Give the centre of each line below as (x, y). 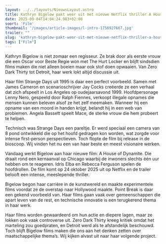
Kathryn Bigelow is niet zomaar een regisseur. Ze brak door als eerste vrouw (83, 56)
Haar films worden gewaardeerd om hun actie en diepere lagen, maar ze (79, 215)
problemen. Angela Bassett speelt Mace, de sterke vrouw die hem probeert (82, 113)
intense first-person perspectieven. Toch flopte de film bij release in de (77, 138)
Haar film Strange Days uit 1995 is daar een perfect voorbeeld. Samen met (81, 81)
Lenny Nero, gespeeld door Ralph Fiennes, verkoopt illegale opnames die (80, 97)
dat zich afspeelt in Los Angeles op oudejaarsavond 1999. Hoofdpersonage (82, 92)
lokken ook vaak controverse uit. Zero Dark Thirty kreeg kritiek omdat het (80, 220)
